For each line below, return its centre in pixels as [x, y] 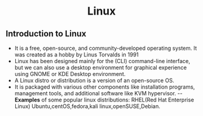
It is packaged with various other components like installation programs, [105, 87]
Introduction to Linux [46, 34]
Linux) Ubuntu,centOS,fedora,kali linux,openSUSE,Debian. [87, 106]
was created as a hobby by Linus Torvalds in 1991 [77, 55]
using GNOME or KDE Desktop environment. [70, 74]
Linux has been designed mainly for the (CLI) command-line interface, [102, 61]
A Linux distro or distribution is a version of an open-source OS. [94, 80]
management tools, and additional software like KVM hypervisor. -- [98, 93]
